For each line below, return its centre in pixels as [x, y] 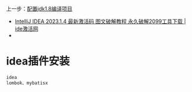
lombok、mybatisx [27, 83]
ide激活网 [26, 29]
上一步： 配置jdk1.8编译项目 [39, 9]
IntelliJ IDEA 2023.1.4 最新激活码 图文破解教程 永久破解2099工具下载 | [100, 21]
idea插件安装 [38, 61]
